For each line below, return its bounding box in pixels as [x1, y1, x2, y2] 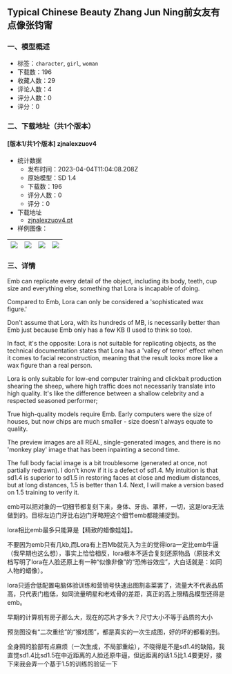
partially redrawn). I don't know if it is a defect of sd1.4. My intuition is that [7, 466, 218, 475]
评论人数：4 [17, 85, 52, 93]
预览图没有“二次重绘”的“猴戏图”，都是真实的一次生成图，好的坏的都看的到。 [7, 628, 224, 636]
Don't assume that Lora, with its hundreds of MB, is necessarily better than [7, 319, 220, 327]
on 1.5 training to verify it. [7, 488, 79, 496]
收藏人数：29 [17, 76, 56, 84]
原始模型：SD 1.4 [27, 174, 77, 182]
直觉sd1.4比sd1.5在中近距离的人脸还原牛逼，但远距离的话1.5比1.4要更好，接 [7, 651, 222, 659]
